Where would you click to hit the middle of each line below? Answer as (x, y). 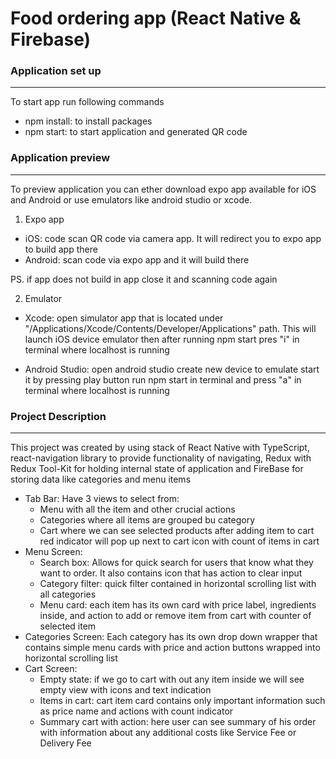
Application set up (56, 71)
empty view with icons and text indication (125, 690)
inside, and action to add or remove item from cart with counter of (175, 616)
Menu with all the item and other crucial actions (137, 509)
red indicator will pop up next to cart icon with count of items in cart (179, 541)
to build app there (61, 249)
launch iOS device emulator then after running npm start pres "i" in (162, 339)
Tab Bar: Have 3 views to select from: (102, 499)
